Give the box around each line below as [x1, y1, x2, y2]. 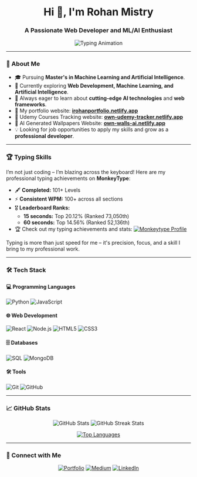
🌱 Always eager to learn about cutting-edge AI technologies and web [14, 94, 185, 102]
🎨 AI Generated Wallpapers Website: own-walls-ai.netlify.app [14, 119, 166, 126]
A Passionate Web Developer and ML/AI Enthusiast [24, 26, 173, 35]
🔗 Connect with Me [6, 451, 62, 459]
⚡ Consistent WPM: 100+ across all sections [14, 195, 123, 202]
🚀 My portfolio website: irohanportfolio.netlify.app [14, 107, 138, 114]
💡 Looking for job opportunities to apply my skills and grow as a [14, 126, 169, 133]
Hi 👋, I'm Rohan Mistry [43, 5, 154, 19]
